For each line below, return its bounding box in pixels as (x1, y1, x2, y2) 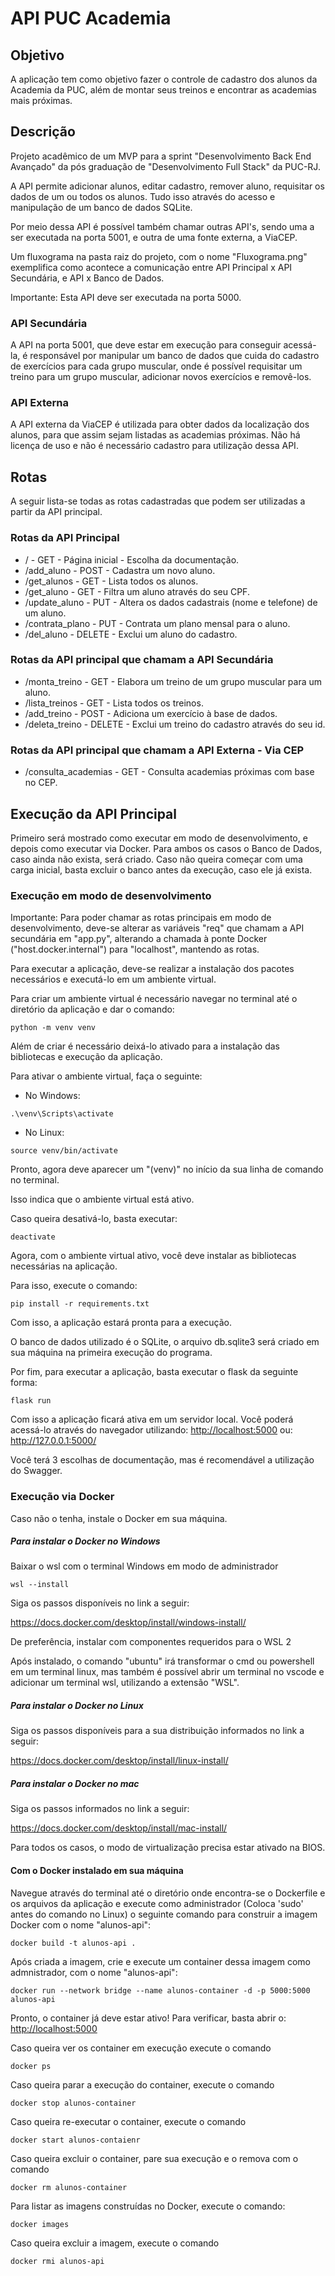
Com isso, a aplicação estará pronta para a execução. (10, 1317, 233, 1329)
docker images (10, 2219, 70, 2229)
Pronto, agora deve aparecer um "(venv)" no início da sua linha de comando (10, 1163, 324, 1176)
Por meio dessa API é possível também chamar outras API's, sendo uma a (10, 220, 315, 232)
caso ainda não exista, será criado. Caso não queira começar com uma (10, 853, 303, 865)
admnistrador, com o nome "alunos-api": (10, 1966, 178, 1978)
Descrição (10, 123, 76, 141)
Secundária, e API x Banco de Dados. (10, 272, 165, 284)
